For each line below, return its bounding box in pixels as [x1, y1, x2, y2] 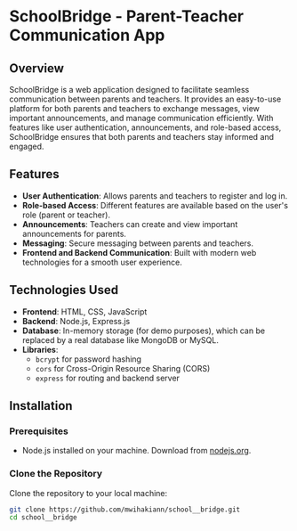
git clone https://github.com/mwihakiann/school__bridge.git [9, 505, 241, 514]
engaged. [9, 141, 44, 151]
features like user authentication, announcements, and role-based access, [9, 122, 282, 133]
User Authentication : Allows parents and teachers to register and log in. [21, 190, 288, 201]
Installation [9, 398, 73, 413]
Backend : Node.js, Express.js [21, 315, 131, 326]
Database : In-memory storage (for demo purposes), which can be [21, 325, 265, 336]
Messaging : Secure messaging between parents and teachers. [21, 238, 254, 249]
